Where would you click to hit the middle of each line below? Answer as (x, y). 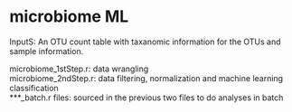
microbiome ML (69, 17)
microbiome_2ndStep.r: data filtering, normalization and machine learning (146, 78)
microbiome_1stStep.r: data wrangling (79, 69)
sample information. (47, 51)
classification (34, 88)
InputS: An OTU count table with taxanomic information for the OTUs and (146, 42)
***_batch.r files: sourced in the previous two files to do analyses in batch (146, 98)
